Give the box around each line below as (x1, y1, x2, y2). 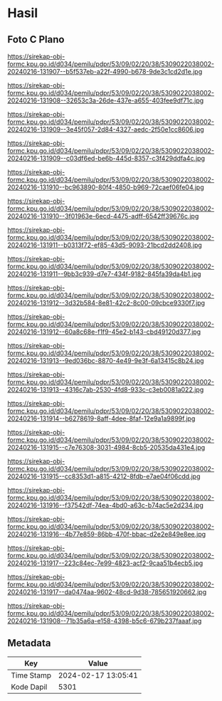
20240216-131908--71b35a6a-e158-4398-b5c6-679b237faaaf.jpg (7, 617, 202, 625)
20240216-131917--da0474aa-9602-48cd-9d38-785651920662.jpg (7, 588, 207, 596)
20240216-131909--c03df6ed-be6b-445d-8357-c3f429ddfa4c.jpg (7, 154, 205, 162)
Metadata (7, 637, 51, 649)
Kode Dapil (11, 682, 48, 692)
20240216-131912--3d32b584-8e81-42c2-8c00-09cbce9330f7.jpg (7, 299, 205, 307)
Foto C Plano (7, 33, 65, 46)
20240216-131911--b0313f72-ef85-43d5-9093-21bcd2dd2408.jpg (7, 241, 203, 249)
